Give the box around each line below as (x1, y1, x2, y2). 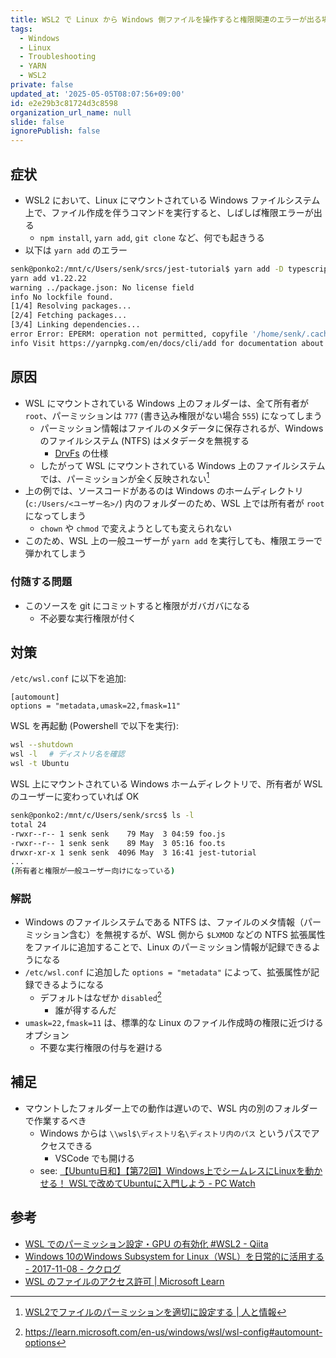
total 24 (10, 819, 47, 830)
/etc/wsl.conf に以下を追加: (10, 672, 127, 685)
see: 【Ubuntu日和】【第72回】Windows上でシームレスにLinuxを (39, 1164, 306, 1176)
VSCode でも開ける (54, 1152, 136, 1164)
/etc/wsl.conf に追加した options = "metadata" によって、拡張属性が (24, 966, 312, 978)
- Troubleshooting (19, 52, 97, 62)
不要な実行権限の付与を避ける (39, 1042, 163, 1054)
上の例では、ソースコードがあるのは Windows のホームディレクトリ (24, 485, 304, 497)
